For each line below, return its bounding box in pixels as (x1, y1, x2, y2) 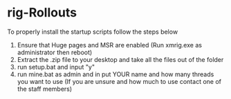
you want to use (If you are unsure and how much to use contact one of (17, 77, 221, 85)
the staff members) (17, 85, 73, 93)
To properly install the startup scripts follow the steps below (7, 27, 178, 36)
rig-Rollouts (7, 5, 77, 21)
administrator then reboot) (17, 48, 93, 56)
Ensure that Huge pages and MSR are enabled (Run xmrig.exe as (17, 41, 203, 49)
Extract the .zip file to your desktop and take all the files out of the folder (17, 55, 224, 63)
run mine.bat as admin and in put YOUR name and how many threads (17, 70, 214, 78)
